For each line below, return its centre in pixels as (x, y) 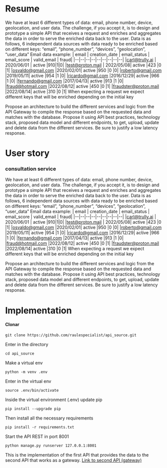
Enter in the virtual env (28, 381)
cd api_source (20, 353)
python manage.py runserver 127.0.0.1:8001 (51, 446)
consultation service (31, 169)
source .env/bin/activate (32, 390)
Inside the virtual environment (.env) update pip (54, 400)
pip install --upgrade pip (33, 409)
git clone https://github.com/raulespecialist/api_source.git (71, 335)
